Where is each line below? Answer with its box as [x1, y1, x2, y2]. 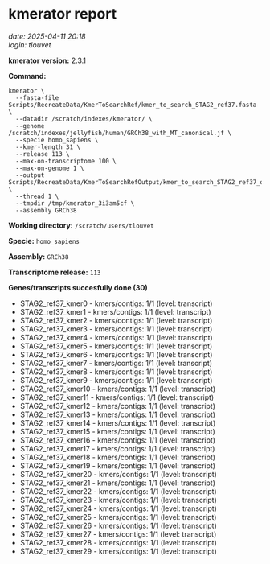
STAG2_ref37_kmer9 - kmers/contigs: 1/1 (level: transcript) [19, 375, 213, 385]
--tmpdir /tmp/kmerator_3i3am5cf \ [15, 199, 135, 208]
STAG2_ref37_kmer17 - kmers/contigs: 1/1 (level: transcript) [19, 443, 215, 453]
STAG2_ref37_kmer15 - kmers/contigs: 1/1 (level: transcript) [19, 426, 215, 436]
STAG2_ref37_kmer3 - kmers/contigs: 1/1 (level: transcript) [19, 323, 213, 334]
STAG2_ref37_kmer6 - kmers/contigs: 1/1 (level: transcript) [19, 349, 213, 359]
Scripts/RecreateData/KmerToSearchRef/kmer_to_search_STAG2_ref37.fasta [8, 101, 257, 109]
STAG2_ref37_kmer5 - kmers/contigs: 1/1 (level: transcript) [19, 341, 213, 351]
